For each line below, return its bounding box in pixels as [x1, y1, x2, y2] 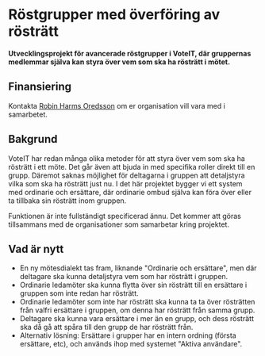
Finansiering [8, 80, 71, 94]
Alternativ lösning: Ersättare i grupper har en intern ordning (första [19, 331, 236, 340]
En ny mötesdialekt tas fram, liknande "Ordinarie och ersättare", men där [19, 263, 257, 273]
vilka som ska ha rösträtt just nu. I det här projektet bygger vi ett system [8, 178, 243, 188]
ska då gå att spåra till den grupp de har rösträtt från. [19, 323, 194, 332]
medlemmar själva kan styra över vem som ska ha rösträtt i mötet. [8, 57, 231, 67]
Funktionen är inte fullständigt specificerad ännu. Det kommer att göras [8, 211, 242, 220]
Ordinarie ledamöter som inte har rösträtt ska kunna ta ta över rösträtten [19, 297, 255, 307]
